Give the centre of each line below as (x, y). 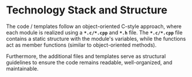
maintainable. (22, 68)
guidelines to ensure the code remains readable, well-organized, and (89, 62)
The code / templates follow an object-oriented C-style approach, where (94, 26)
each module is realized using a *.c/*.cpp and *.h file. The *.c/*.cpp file (95, 32)
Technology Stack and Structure (87, 10)
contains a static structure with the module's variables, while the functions (96, 38)
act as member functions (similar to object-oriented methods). (81, 45)
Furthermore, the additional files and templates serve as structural (86, 56)
